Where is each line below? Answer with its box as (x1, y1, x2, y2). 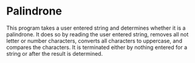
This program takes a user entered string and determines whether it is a (6, 24, 186, 31)
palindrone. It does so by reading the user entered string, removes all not (6, 30, 189, 38)
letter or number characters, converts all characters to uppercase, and (6, 37, 182, 44)
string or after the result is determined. (6, 50, 103, 57)
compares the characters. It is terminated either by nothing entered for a (6, 44, 187, 51)
